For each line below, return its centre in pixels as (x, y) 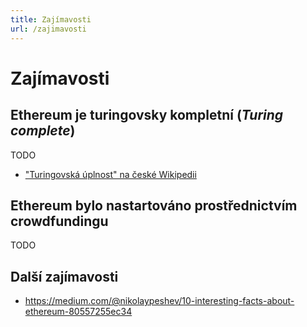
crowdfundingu (59, 221)
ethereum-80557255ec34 (78, 312)
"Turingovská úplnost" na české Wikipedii (110, 174)
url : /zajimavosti (48, 29)
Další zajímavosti (64, 276)
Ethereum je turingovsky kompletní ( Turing (147, 115)
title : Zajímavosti (51, 19)
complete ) (43, 131)
